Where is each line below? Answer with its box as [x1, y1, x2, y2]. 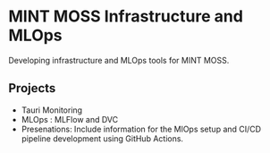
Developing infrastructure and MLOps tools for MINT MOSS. [8, 55, 230, 65]
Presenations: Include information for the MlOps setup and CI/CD [21, 123, 261, 134]
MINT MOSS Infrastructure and [8, 6, 243, 27]
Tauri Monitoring [21, 105, 82, 115]
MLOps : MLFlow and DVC [21, 114, 118, 124]
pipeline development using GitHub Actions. [21, 132, 184, 144]
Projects [8, 81, 56, 96]
